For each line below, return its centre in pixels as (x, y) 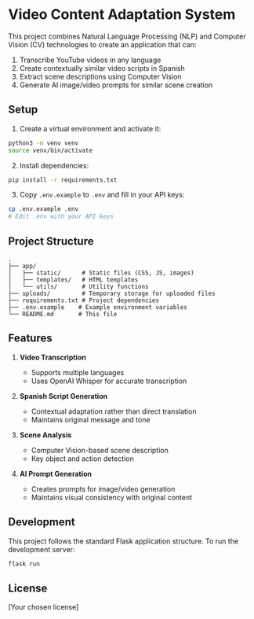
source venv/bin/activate (50, 150)
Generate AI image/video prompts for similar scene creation (116, 85)
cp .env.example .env (44, 209)
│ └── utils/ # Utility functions (78, 286)
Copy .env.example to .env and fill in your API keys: (102, 195)
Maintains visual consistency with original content (112, 497)
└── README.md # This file (63, 314)
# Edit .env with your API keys (61, 217)
